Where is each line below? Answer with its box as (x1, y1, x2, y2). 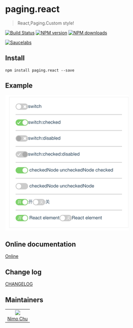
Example (5, 81, 33, 90)
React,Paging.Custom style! (17, 20, 75, 26)
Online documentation (5, 240, 76, 248)
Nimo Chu (7, 315, 28, 321)
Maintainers (5, 295, 44, 304)
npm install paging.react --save (5, 67, 75, 73)
